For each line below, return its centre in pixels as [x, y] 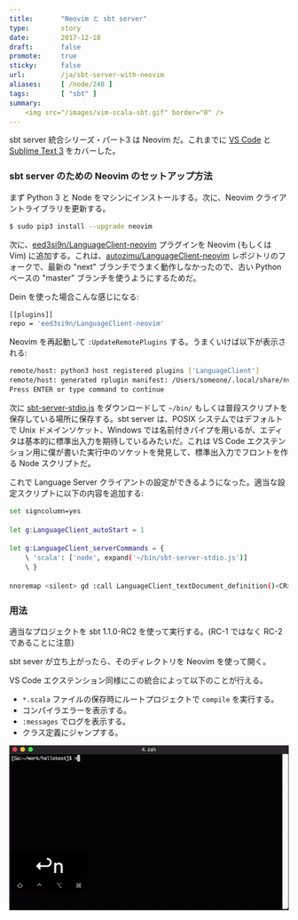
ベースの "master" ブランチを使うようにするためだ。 [105, 278]
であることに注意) [42, 643]
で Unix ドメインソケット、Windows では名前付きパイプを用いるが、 [134, 430]
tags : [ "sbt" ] [53, 93]
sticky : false [45, 66]
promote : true [43, 56]
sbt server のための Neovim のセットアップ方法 [111, 176]
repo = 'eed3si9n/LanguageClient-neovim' [87, 324]
